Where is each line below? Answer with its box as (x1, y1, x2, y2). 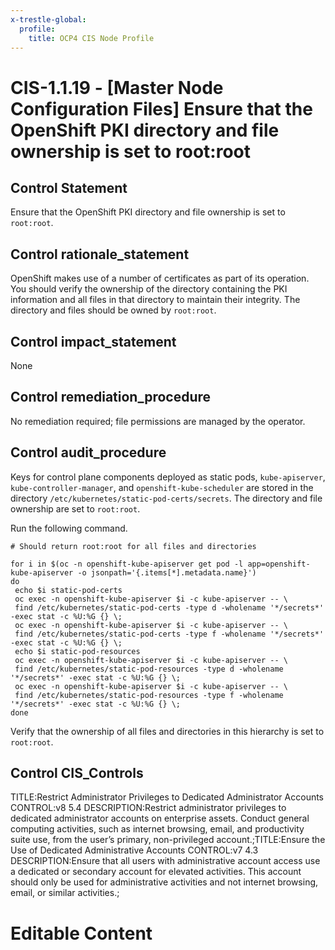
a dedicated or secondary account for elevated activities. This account (10, 866, 302, 878)
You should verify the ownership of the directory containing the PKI (10, 283, 288, 295)
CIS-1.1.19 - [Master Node (10, 76, 224, 99)
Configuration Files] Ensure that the (10, 97, 313, 120)
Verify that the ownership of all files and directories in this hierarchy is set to (10, 725, 325, 737)
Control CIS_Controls (10, 765, 144, 782)
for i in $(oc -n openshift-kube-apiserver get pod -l (10, 559, 244, 569)
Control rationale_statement (10, 246, 190, 263)
